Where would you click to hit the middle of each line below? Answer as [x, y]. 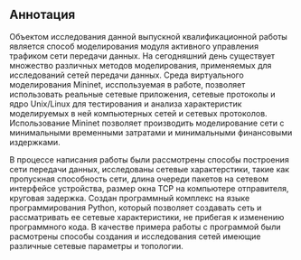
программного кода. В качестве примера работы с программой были [145, 227]
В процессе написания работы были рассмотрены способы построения [149, 159]
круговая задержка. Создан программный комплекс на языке [130, 198]
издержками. [35, 142]
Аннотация [42, 15]
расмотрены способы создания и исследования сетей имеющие [135, 236]
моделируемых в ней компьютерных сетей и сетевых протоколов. [139, 113]
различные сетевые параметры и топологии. [96, 246]
